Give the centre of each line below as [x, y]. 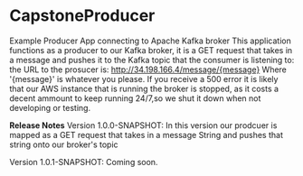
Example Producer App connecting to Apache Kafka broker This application [150, 41]
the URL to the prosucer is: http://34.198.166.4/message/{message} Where [148, 69]
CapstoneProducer [82, 16]
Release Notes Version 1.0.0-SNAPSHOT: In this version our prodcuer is [143, 125]
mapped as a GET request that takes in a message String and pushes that [146, 134]
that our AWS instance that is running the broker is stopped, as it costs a [144, 88]
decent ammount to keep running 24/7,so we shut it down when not [135, 98]
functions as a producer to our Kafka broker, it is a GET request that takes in [151, 50]
